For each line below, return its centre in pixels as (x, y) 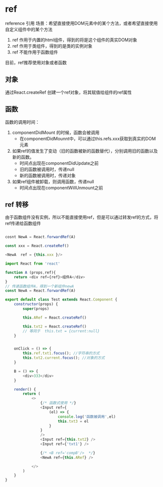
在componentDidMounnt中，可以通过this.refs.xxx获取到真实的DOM (88, 138)
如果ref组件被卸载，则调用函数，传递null (53, 181)
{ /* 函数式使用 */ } (58, 403)
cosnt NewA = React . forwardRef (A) (41, 237)
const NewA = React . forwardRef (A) (41, 291)
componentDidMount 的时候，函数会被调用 (56, 132)
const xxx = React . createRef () (37, 246)
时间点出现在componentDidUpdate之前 (59, 163)
